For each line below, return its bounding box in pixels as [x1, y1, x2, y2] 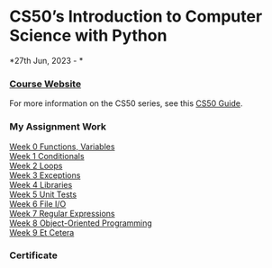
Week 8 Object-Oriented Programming [9, 218, 153, 228]
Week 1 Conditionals [9, 150, 85, 161]
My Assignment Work [9, 121, 106, 133]
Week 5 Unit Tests [9, 189, 77, 200]
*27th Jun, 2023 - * [9, 55, 84, 66]
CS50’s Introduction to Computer [9, 6, 263, 27]
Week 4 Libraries [9, 179, 73, 190]
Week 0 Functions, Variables [9, 141, 115, 152]
